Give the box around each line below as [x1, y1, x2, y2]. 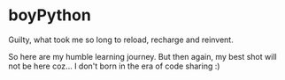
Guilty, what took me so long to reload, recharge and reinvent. [8, 34, 234, 45]
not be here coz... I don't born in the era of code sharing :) [8, 61, 220, 71]
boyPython [8, 5, 92, 25]
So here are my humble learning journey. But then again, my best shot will [8, 51, 277, 62]
